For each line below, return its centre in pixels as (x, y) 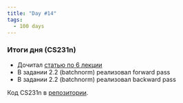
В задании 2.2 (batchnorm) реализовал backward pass (97, 79)
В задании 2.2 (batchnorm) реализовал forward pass (94, 72)
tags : (15, 20)
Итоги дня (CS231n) (42, 50)
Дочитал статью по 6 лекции (60, 65)
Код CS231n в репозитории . (48, 92)
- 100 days (29, 26)
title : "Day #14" (32, 13)
